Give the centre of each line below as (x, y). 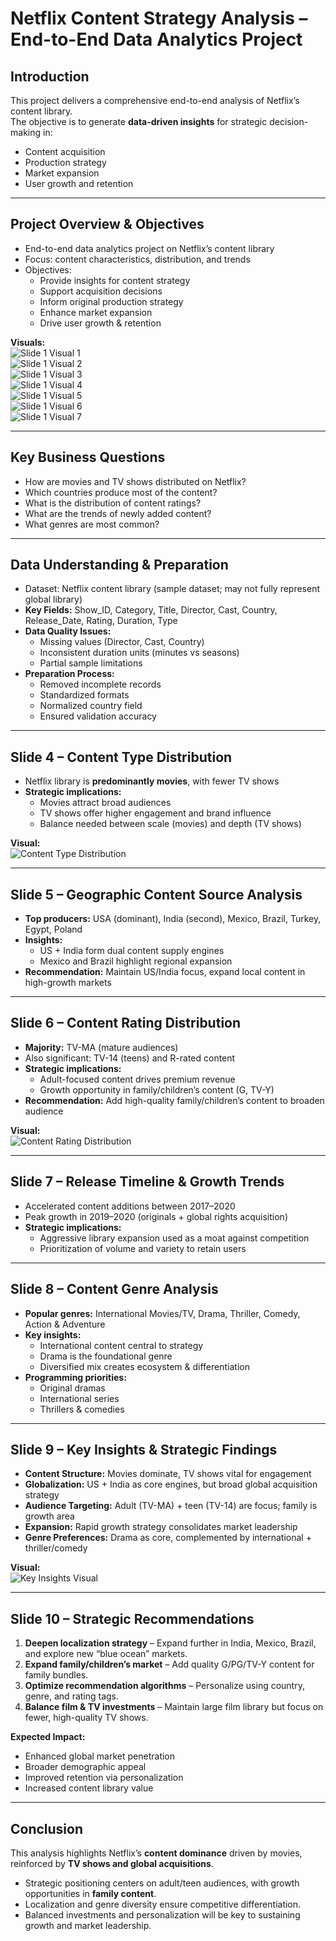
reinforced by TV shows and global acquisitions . (112, 1863)
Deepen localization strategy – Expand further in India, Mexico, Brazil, (170, 1643)
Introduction (50, 76)
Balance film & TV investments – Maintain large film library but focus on (174, 1707)
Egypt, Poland (53, 929)
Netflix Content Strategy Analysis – (159, 18)
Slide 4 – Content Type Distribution (121, 757)
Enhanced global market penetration (100, 1756)
